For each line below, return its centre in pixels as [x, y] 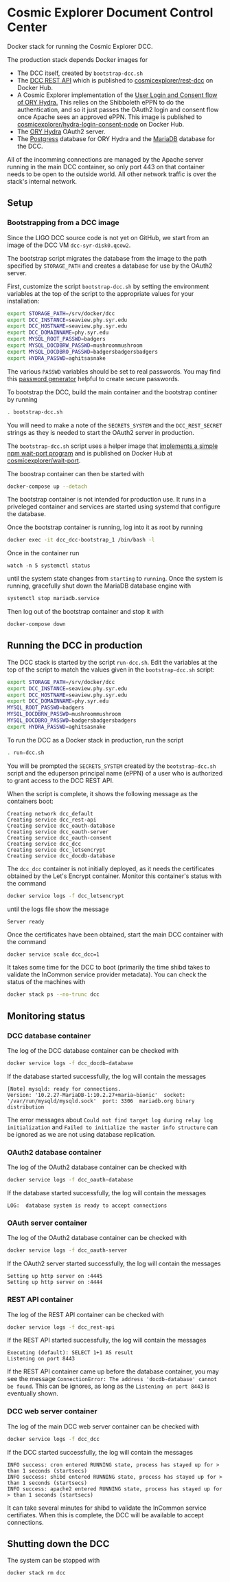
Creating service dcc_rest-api [52, 820]
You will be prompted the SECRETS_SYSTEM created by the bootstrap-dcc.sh [112, 766]
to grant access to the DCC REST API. [60, 780]
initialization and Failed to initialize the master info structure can [113, 1127]
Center [27, 27]
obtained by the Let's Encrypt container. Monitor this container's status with [114, 876]
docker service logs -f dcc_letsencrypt [66, 896]
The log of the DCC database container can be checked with [93, 1050]
